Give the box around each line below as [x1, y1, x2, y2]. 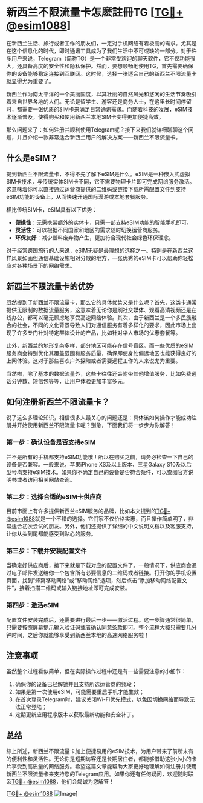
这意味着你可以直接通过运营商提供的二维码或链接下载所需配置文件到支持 [6, 185, 186, 193]
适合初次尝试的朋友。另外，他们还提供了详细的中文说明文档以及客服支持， [11, 522, 197, 530]
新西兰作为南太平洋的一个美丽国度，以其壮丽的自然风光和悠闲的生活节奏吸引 [6, 90, 197, 98]
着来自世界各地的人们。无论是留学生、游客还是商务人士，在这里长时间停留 [6, 98, 192, 105]
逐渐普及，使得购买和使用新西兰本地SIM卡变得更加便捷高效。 [11, 113, 164, 120]
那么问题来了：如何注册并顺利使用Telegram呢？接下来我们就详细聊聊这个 [6, 125, 188, 133]
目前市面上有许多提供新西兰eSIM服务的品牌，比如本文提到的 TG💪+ [6, 507, 171, 515]
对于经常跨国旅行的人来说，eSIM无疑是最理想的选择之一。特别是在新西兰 [6, 247, 188, 254]
